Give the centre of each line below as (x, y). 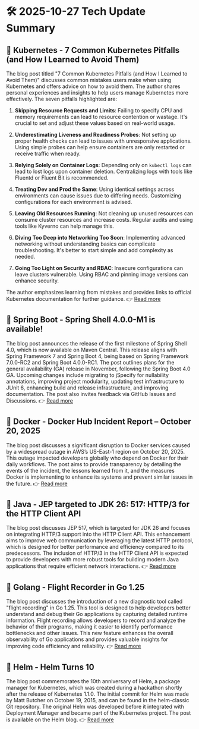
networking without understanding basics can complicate (85, 244)
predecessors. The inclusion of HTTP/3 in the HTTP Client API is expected (97, 553)
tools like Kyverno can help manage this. (64, 226)
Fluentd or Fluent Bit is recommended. (61, 178)
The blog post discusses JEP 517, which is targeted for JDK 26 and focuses (98, 528)
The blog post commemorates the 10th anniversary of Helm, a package (93, 681)
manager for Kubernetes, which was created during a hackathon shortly (94, 688)
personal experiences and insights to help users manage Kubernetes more (97, 92)
